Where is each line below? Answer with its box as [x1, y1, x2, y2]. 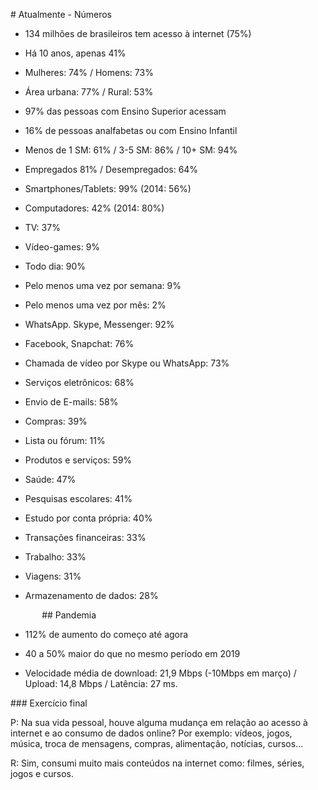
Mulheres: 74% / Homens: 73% [24, 67, 154, 78]
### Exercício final [10, 697, 88, 709]
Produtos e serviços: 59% [24, 454, 133, 466]
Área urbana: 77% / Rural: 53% [24, 86, 154, 98]
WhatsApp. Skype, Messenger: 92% [24, 319, 175, 330]
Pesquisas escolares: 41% [24, 493, 133, 504]
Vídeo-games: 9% [24, 241, 101, 253]
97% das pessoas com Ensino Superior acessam [24, 105, 227, 117]
